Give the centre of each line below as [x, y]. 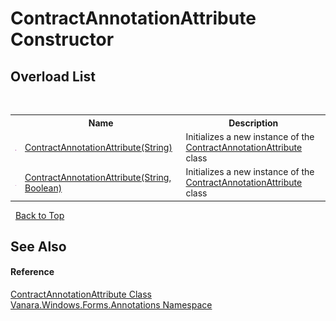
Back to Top [39, 215]
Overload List [53, 76]
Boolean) [43, 188]
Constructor [62, 39]
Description [253, 123]
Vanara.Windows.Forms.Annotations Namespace [111, 305]
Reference [32, 272]
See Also [38, 246]
